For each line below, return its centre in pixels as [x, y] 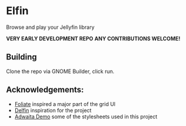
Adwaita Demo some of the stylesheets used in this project [86, 117]
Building [21, 57]
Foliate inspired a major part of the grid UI [65, 104]
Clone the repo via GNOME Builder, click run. [60, 71]
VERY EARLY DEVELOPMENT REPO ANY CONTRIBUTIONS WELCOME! [93, 38]
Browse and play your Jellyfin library [50, 27]
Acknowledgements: [45, 90]
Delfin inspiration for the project [53, 110]
